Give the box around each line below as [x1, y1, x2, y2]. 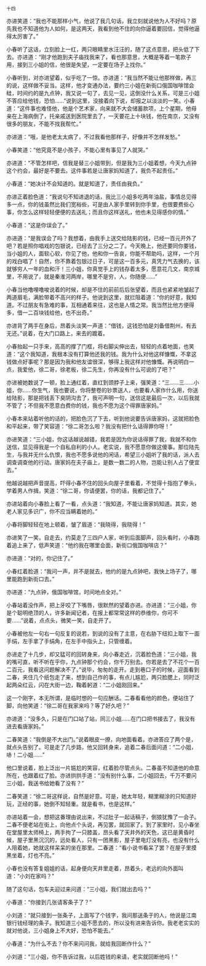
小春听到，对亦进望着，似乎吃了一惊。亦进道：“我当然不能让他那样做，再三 [6, 74, 197, 81]
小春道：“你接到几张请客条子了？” [6, 898, 92, 906]
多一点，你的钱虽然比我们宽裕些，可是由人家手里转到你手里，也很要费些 [6, 201, 189, 208]
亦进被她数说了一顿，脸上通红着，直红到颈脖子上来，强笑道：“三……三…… [6, 379, 194, 386]
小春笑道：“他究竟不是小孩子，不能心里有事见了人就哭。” [6, 146, 148, 154]
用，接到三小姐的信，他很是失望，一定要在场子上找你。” [6, 61, 146, 68]
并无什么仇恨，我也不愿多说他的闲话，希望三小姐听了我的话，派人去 [27, 451, 200, 458]
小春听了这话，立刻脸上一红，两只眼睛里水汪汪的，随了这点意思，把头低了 [6, 45, 194, 53]
